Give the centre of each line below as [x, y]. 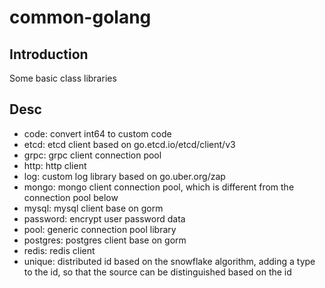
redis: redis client [59, 250]
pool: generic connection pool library [100, 229]
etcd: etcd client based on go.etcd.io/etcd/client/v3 [129, 144]
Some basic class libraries [63, 78]
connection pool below [71, 197]
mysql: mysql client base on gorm [93, 208]
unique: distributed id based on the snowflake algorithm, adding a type [169, 261]
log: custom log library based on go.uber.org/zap [124, 176]
